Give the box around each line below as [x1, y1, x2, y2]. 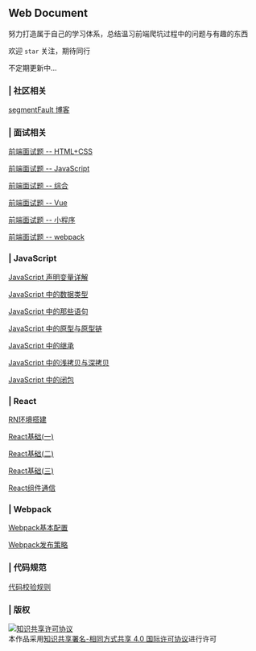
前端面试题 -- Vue [8, 198, 68, 208]
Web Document [8, 6, 89, 20]
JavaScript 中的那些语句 [8, 306, 89, 316]
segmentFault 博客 [8, 105, 70, 115]
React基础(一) [8, 432, 54, 441]
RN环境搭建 [8, 414, 47, 424]
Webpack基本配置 [8, 523, 68, 533]
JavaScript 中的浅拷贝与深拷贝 [8, 357, 110, 367]
